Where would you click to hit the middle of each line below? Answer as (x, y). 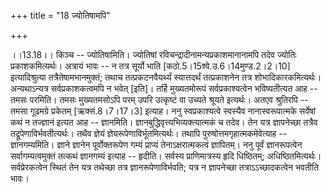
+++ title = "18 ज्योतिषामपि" (60, 15)
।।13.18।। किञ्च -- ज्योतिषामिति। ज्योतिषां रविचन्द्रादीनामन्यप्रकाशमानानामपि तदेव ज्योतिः (153, 54)
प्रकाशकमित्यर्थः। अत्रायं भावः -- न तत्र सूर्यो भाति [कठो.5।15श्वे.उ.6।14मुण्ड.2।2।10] (150, 66)
